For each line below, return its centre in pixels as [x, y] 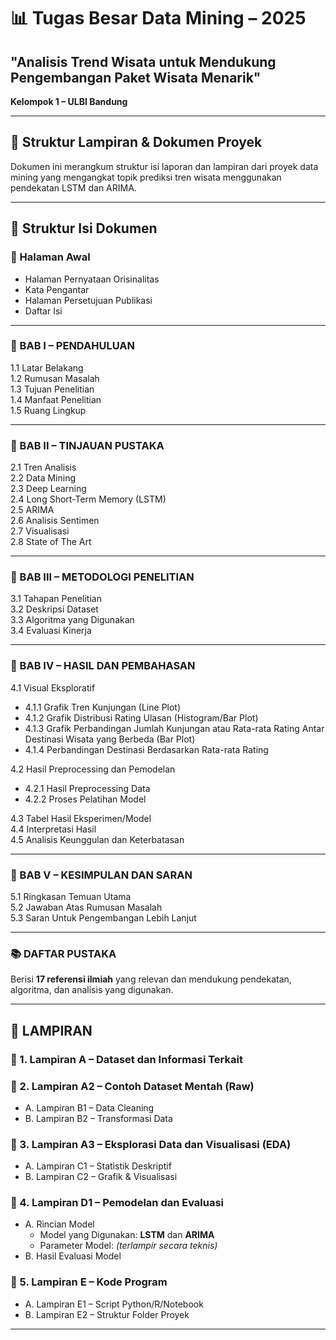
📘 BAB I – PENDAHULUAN [72, 346]
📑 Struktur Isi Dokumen [84, 228]
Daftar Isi [43, 311]
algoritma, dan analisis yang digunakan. [92, 990]
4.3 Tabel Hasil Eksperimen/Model [81, 818]
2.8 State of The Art [51, 542]
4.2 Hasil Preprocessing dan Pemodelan [93, 769]
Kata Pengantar [57, 289]
